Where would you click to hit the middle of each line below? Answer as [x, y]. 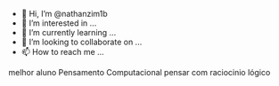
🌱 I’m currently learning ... [69, 32]
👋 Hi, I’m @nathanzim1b [64, 14]
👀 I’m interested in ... [59, 23]
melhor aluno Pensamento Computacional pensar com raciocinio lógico [139, 72]
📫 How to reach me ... [62, 52]
